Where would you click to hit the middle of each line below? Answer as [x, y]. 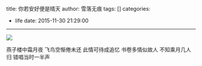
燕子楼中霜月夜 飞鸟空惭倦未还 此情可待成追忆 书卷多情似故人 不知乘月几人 [99, 50]
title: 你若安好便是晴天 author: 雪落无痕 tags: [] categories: [78, 9]
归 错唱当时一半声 [28, 57]
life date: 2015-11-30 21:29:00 [52, 21]
